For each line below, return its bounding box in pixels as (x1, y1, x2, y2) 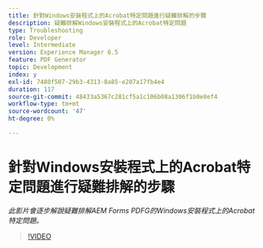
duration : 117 (8, 85, 55, 93)
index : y (8, 71, 37, 78)
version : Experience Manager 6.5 (8, 48, 119, 56)
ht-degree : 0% (8, 115, 55, 123)
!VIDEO (27, 231, 51, 241)
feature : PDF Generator (8, 56, 87, 64)
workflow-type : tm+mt (8, 100, 80, 108)
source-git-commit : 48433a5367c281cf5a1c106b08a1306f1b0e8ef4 (8, 93, 218, 101)
